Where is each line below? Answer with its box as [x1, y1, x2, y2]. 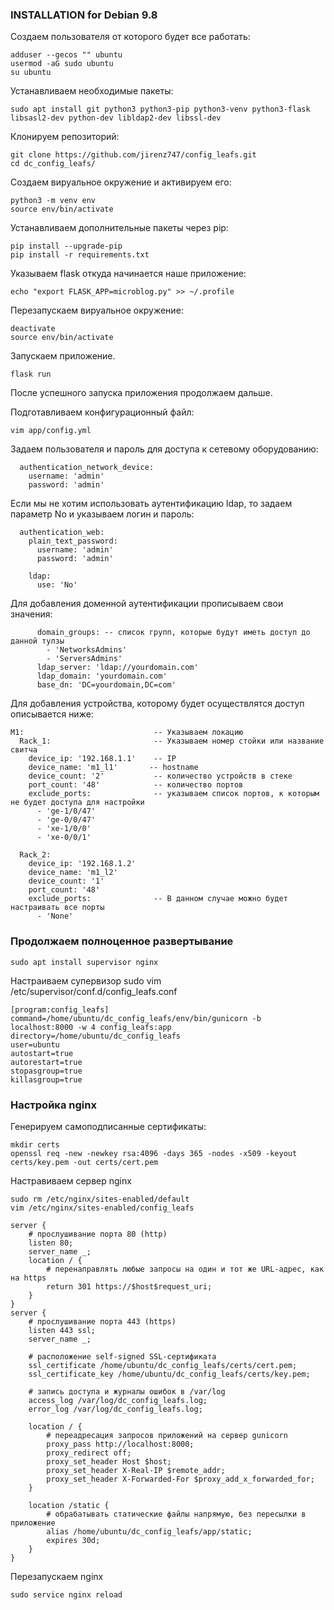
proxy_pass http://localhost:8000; [46, 1439, 195, 1449]
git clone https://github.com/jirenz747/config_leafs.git [10, 150, 257, 160]
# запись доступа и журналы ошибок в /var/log [28, 1386, 226, 1397]
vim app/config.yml [10, 426, 92, 436]
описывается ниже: [10, 708, 94, 720]
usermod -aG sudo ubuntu [10, 59, 114, 69]
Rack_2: [19, 850, 52, 860]
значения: [10, 608, 53, 620]
